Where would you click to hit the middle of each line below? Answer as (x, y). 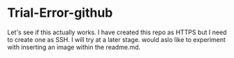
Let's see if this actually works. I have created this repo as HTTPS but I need (117, 32)
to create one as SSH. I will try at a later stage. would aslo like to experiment (116, 39)
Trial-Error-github (60, 13)
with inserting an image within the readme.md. (74, 47)
